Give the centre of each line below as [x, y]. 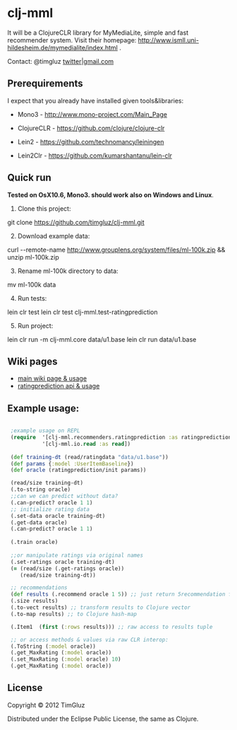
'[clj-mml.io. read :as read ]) [86, 444]
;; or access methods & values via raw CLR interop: [90, 639]
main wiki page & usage [52, 378]
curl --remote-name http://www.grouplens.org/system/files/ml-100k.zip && [116, 250]
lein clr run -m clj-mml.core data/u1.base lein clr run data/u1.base [102, 339]
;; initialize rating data [50, 509]
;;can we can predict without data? [64, 497]
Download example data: [54, 236]
